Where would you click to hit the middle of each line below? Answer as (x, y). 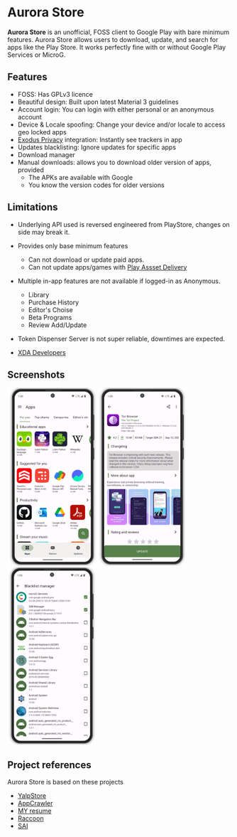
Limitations (33, 207)
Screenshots (36, 374)
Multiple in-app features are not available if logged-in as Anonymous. (119, 281)
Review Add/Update (57, 325)
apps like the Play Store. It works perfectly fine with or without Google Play (117, 47)
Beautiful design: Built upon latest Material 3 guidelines (98, 102)
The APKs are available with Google (81, 177)
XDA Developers (42, 352)
